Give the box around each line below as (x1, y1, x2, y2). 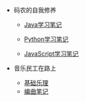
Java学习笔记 (23, 21, 62, 29)
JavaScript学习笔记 (23, 50, 79, 58)
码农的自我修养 (13, 6, 56, 14)
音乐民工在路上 (13, 64, 56, 72)
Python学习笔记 (23, 35, 69, 43)
